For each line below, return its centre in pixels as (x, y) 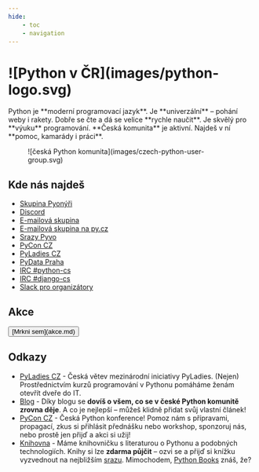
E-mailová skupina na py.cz (64, 229)
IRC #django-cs (45, 279)
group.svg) (46, 160)
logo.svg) (40, 90)
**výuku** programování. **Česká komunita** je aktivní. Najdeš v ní (119, 128)
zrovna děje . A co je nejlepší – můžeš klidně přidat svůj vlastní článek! (133, 409)
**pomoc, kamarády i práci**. (56, 137)
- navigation (44, 33)
